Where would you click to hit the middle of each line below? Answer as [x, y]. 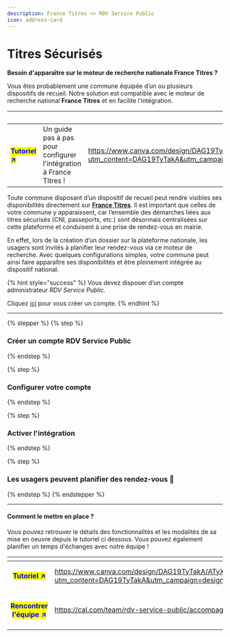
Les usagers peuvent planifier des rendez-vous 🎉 [91, 480]
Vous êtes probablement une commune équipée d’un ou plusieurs [100, 86]
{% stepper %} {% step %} [45, 323]
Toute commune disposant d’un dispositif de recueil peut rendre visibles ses [115, 198]
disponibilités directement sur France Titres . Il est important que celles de [112, 205]
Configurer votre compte [49, 387]
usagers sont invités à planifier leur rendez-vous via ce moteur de [100, 247]
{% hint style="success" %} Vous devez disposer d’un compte [95, 283]
